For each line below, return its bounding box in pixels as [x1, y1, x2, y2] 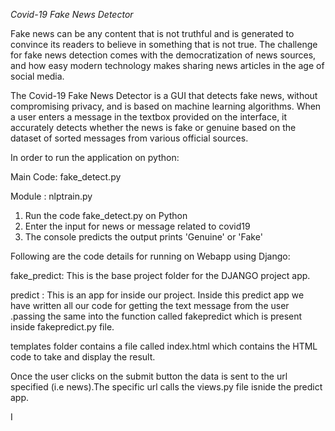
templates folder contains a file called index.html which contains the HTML [10, 340, 318, 352]
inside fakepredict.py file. [10, 321, 115, 333]
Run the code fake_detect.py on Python [24, 210, 188, 221]
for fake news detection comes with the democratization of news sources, [10, 49, 317, 61]
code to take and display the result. [10, 351, 156, 363]
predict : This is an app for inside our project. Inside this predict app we [10, 289, 305, 301]
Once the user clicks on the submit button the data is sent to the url [10, 370, 288, 382]
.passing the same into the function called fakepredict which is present [10, 310, 303, 322]
